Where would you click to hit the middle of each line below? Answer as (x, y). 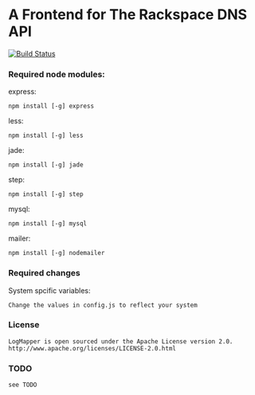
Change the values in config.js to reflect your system (103, 305)
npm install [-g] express (51, 106)
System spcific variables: (49, 290)
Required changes (45, 273)
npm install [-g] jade (46, 165)
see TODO (23, 385)
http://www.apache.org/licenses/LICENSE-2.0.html (92, 348)
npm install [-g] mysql (48, 224)
